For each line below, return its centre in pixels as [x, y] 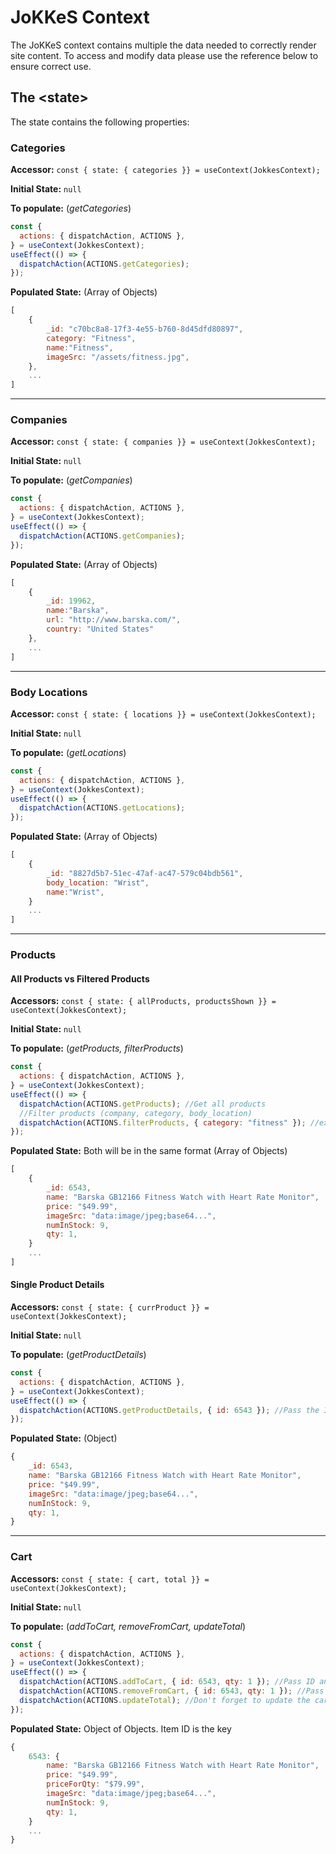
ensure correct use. [51, 66]
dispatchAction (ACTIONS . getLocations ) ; [102, 808]
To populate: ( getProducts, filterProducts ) [97, 1048]
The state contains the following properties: [100, 122]
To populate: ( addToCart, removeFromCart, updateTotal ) [128, 1626]
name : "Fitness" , [80, 347]
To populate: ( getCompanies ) [71, 480]
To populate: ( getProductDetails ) [78, 1355]
